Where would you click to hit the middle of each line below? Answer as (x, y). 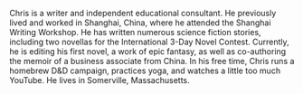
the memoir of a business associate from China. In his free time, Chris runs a (152, 61)
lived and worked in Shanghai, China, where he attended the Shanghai (140, 23)
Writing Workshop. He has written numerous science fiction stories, (135, 32)
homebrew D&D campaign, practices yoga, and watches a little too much (145, 70)
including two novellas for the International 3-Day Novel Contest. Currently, (149, 42)
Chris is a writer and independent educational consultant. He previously (143, 13)
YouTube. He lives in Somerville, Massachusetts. (99, 80)
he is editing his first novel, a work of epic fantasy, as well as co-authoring (148, 52)
